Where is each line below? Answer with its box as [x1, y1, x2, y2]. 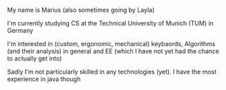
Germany [7, 27, 34, 34]
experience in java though [7, 75, 81, 83]
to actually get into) [7, 54, 62, 63]
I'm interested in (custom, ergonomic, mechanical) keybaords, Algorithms [7, 40, 216, 47]
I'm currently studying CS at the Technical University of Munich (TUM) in [7, 19, 214, 27]
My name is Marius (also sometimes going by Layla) [7, 6, 155, 14]
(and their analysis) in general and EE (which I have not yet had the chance [7, 47, 219, 55]
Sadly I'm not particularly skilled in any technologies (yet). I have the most [7, 68, 217, 76]
